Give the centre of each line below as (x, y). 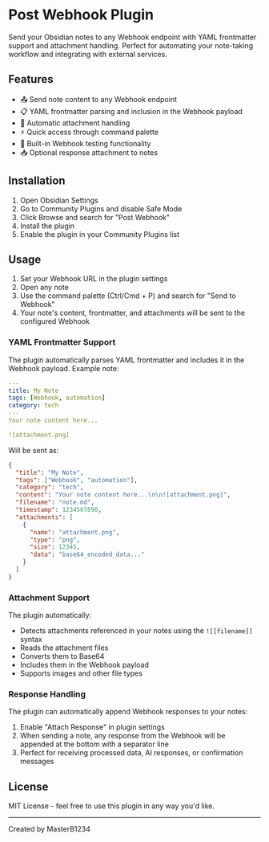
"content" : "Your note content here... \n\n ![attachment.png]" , (123, 495)
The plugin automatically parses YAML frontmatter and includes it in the (126, 360)
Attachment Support (49, 598)
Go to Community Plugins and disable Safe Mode (101, 208)
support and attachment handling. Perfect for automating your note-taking (131, 45)
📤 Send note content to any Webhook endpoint (98, 99)
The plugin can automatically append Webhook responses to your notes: (128, 712)
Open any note (44, 288)
